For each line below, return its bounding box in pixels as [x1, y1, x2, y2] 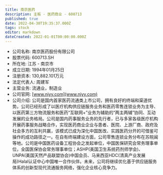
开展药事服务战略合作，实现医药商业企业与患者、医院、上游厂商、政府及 [12, 122, 158, 128]
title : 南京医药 [5, 7, 35, 12]
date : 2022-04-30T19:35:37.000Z [5, 21, 71, 26]
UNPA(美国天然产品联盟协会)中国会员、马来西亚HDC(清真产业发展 [12, 152, 146, 158]
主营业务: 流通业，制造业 [12, 85, 62, 91]
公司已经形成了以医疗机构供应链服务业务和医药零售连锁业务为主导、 [21, 103, 158, 109]
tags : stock [5, 25, 29, 30]
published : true [5, 16, 38, 21]
